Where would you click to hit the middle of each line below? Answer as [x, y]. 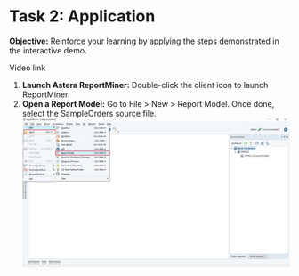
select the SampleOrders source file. [89, 113]
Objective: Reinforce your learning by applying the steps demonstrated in [144, 41]
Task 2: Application [82, 16]
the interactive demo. [48, 50]
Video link [28, 68]
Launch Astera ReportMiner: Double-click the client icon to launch [145, 85]
